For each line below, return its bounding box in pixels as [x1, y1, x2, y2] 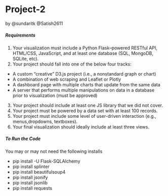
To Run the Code [5, 136, 41, 142]
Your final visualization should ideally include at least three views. [12, 123, 149, 130]
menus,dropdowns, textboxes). [12, 118, 78, 124]
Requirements [5, 32, 35, 38]
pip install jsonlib [12, 179, 48, 186]
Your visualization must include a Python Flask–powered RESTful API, [12, 45, 158, 51]
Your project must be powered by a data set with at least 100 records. [12, 108, 158, 114]
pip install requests [12, 185, 52, 191]
